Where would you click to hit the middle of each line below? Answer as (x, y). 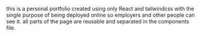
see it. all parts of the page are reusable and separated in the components (98, 21)
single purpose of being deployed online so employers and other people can (100, 15)
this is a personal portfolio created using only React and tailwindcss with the (100, 9)
